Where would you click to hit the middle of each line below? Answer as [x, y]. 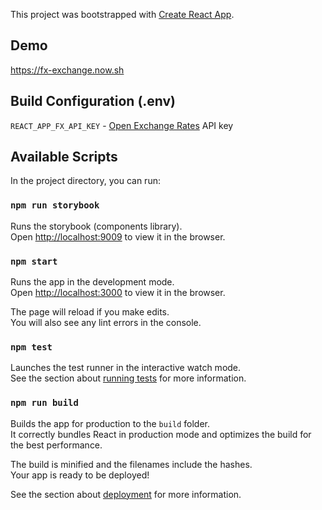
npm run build [44, 403]
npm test [31, 347]
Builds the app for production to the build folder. [110, 423]
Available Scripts [64, 157]
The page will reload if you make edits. [90, 312]
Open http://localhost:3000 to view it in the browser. [118, 293]
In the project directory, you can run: [85, 181]
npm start [34, 261]
